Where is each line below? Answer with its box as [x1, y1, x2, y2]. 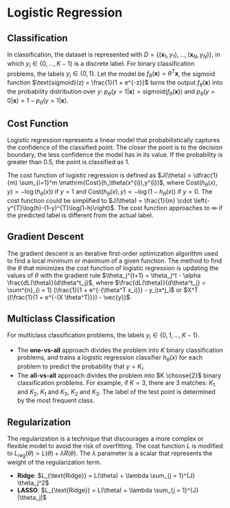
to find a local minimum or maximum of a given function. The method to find [7, 256, 222, 265]
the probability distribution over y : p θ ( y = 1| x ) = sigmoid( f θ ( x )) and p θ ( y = [7, 87, 216, 97]
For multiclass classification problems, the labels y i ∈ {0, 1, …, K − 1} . [7, 331, 200, 341]
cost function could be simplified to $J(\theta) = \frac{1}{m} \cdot [7, 196, 192, 204]
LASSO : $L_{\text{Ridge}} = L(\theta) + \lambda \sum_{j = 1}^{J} [16, 486, 199, 494]
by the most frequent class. [16, 397, 95, 405]
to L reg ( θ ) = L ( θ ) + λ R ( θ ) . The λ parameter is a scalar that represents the [7, 449, 213, 459]
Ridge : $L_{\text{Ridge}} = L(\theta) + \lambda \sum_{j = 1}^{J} [16, 472, 196, 480]
